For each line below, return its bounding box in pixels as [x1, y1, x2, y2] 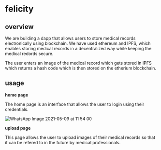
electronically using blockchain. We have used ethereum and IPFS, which [5, 41, 151, 46]
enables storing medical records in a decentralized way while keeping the [5, 46, 152, 51]
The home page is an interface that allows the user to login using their [5, 101, 145, 107]
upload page [5, 125, 31, 131]
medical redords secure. [5, 51, 54, 56]
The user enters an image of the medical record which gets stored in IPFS [5, 60, 152, 66]
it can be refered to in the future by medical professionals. [5, 139, 121, 145]
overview [5, 23, 34, 31]
